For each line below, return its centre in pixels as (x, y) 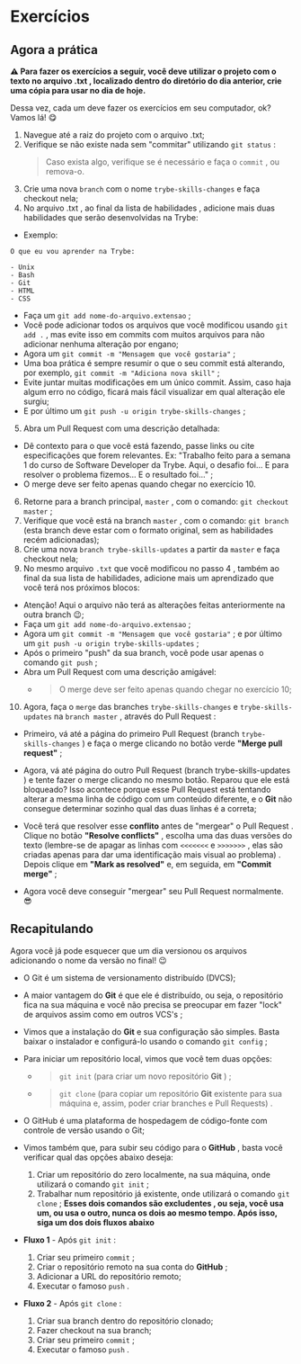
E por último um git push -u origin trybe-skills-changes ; (134, 411)
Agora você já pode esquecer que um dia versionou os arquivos (129, 950)
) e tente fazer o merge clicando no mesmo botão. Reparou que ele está (156, 780)
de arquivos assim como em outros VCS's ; (103, 1014)
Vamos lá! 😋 (34, 117)
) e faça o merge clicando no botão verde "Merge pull (182, 743)
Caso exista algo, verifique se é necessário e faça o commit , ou (163, 162)
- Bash (22, 275)
